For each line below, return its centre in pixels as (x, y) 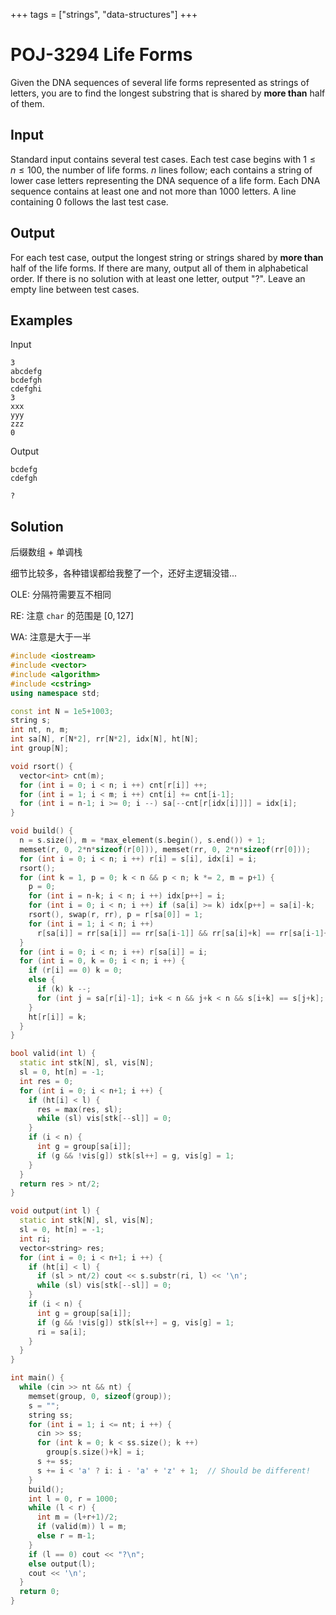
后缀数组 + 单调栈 (46, 552)
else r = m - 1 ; (66, 1536)
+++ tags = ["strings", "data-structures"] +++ (104, 14)
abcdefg (26, 372)
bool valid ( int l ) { (53, 1054)
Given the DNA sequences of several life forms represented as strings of (160, 82)
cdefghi (26, 389)
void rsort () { (42, 766)
